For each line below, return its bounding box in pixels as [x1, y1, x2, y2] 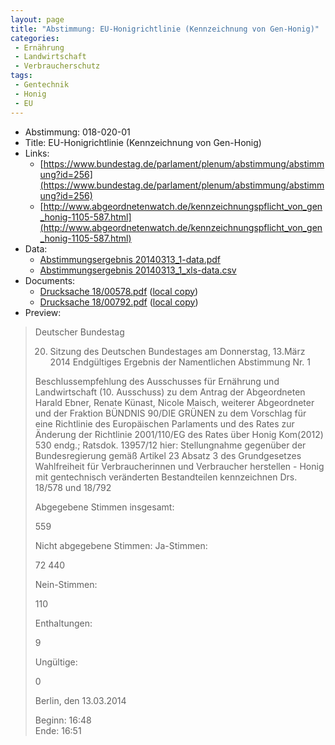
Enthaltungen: [34, 617, 93, 629]
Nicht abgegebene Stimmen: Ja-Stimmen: [34, 539, 208, 551]
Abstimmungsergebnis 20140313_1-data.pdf [39, 253, 221, 265]
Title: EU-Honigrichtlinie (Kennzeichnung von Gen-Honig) [24, 136, 262, 148]
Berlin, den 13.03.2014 [34, 694, 127, 706]
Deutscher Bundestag [34, 326, 125, 338]
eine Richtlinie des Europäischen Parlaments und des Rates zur [34, 417, 295, 430]
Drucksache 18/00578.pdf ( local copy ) [39, 285, 199, 297]
